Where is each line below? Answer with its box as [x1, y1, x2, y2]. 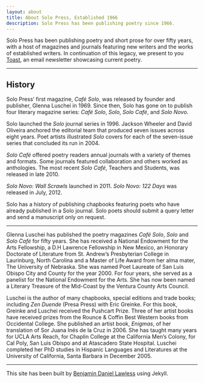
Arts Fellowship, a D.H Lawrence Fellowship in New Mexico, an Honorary [6, 244, 188, 251]
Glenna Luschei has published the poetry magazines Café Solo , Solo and [6, 231, 189, 239]
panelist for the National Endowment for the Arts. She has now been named [6, 276, 195, 283]
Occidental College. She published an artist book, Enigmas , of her [6, 320, 171, 328]
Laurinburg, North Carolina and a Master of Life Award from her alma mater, [6, 257, 195, 264]
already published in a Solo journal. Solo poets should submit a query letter [6, 207, 194, 214]
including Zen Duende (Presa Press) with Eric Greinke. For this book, [6, 301, 178, 308]
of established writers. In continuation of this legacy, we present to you [6, 50, 184, 57]
